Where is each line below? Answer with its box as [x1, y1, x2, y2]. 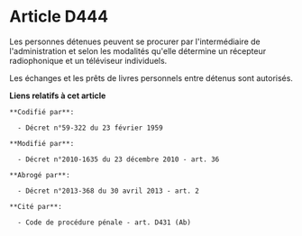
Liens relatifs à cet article [9, 90, 106, 101]
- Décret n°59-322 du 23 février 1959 [17, 123, 164, 132]
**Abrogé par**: [9, 170, 70, 179]
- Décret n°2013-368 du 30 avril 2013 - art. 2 [17, 186, 200, 195]
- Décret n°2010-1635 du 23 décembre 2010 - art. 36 [17, 155, 220, 164]
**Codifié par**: [9, 107, 75, 116]
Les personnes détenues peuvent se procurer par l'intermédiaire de [9, 36, 261, 47]
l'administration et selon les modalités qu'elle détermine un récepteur [9, 45, 267, 56]
